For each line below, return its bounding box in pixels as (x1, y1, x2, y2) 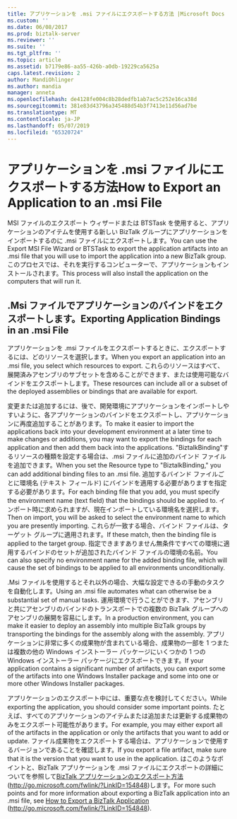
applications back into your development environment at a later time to (7, 427, 213, 436)
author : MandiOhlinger (7, 76, 74, 83)
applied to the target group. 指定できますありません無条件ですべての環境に (7, 539, 224, 548)
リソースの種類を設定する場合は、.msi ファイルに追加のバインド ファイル (13, 452, 227, 460)
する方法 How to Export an (68, 179, 221, 195)
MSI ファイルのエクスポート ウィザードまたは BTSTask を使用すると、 (7, 219, 212, 227)
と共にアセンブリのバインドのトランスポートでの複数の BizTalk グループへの (7, 605, 229, 613)
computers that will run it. (7, 277, 82, 286)
